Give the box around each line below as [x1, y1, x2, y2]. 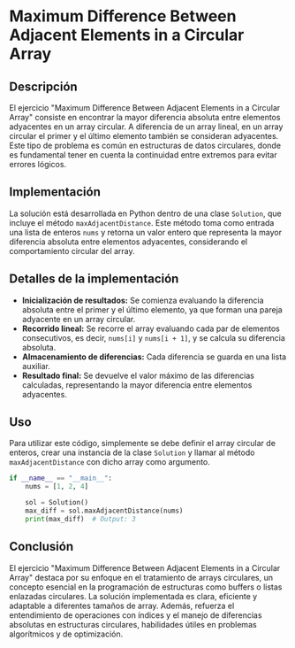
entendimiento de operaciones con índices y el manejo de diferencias [9, 609, 262, 621]
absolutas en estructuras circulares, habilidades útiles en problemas [9, 619, 258, 629]
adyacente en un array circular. [21, 313, 136, 324]
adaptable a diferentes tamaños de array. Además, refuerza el [9, 600, 235, 611]
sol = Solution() [25, 498, 89, 507]
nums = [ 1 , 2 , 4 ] [25, 482, 89, 491]
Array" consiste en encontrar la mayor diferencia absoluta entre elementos [9, 112, 281, 122]
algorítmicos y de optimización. [9, 629, 124, 639]
